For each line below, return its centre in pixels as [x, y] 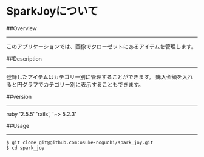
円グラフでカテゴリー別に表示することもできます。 [80, 84]
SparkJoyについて [52, 11]
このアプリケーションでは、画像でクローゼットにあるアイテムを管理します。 [101, 46]
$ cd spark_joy [25, 148]
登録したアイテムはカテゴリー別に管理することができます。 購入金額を [94, 77]
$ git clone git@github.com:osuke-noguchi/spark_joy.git [80, 142]
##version [19, 96]
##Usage [18, 125]
